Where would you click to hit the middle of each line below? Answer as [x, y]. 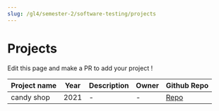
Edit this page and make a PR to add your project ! [80, 68]
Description [109, 85]
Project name [34, 85]
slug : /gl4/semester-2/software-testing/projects [82, 14]
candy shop [31, 97]
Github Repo [187, 85]
